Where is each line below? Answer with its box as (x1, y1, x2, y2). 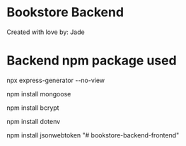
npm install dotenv (6, 117, 61, 125)
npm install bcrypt (6, 103, 59, 112)
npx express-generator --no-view (6, 76, 105, 84)
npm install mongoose (6, 89, 71, 98)
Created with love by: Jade (6, 28, 86, 36)
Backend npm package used (6, 52, 178, 69)
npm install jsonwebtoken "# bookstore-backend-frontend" (6, 130, 180, 139)
